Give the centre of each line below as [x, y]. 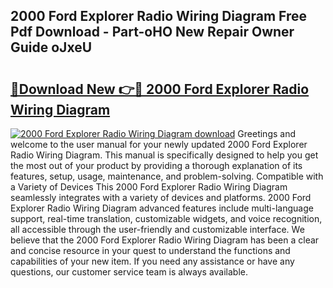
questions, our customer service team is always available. [129, 272]
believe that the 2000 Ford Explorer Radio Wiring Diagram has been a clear [165, 240]
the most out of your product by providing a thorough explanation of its [156, 165]
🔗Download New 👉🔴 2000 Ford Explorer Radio [160, 89]
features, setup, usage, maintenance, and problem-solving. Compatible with [167, 176]
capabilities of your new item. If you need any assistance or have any [152, 261]
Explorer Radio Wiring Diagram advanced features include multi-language [162, 208]
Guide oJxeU [51, 47]
